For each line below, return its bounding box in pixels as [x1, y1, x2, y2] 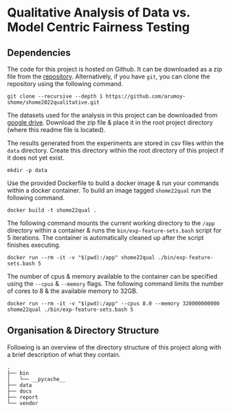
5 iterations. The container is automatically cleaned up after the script [7, 234, 204, 241]
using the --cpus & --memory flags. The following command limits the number [7, 280, 223, 288]
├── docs [7, 387, 32, 395]
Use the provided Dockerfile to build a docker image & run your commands [7, 179, 219, 187]
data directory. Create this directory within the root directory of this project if [7, 147, 224, 154]
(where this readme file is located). [7, 126, 106, 133]
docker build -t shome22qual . [7, 207, 97, 214]
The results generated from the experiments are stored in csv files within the [7, 139, 224, 147]
